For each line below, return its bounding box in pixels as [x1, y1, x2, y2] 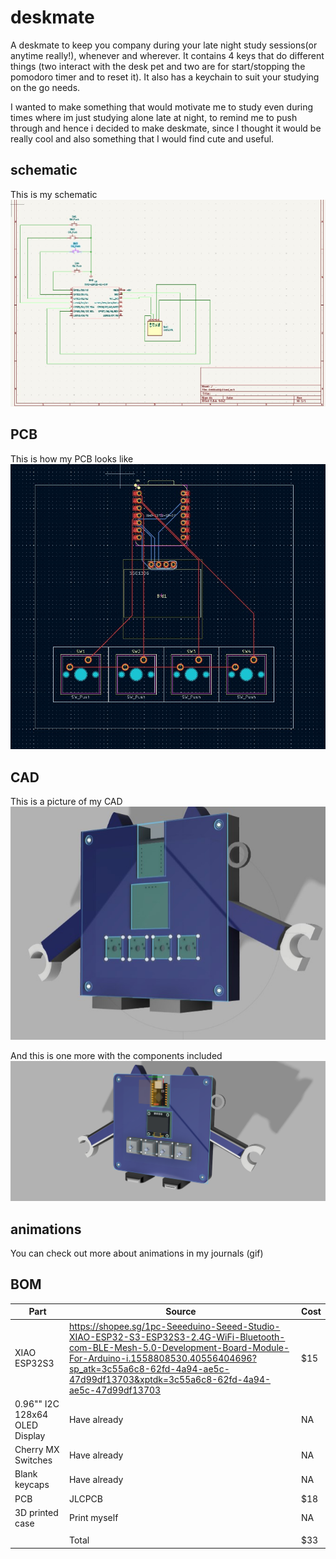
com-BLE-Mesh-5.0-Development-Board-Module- [68, 1341, 290, 1353]
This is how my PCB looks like [10, 452, 134, 465]
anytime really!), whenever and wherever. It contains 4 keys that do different [10, 49, 325, 61]
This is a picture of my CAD [10, 795, 123, 807]
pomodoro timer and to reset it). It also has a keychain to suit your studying [10, 71, 320, 83]
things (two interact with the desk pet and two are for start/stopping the [10, 60, 306, 72]
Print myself [68, 1512, 119, 1524]
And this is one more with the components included [10, 1050, 223, 1062]
